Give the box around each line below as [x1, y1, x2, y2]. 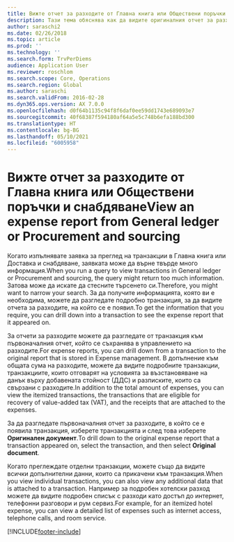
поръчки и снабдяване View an [7, 199, 195, 215]
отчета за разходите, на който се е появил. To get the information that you [7, 303, 224, 312]
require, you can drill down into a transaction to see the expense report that [7, 311, 224, 319]
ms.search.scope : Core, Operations [7, 74, 111, 82]
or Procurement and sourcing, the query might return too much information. [7, 274, 224, 282]
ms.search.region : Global [7, 81, 82, 88]
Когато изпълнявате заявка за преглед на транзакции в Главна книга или [7, 252, 226, 260]
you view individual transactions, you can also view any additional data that [7, 477, 224, 486]
